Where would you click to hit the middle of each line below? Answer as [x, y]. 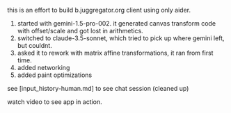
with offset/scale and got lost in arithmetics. [80, 31]
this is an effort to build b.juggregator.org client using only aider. [99, 10]
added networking [43, 68]
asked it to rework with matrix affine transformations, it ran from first [115, 53]
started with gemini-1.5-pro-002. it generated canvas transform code [117, 23]
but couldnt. [34, 45]
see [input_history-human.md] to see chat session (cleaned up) [98, 88]
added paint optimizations [55, 75]
